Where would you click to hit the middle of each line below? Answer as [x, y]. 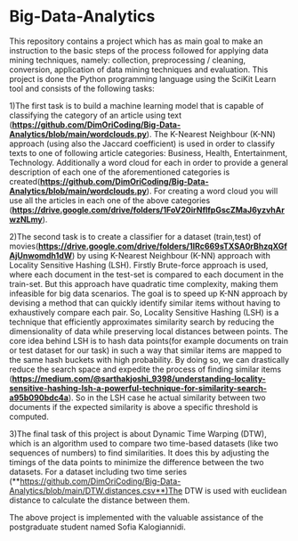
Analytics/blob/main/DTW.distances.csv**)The [96, 490]
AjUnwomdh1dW [41, 255]
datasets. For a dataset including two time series [98, 471]
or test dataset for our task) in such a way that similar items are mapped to [145, 350]
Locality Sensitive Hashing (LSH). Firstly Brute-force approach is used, [139, 265]
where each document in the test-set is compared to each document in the [147, 275]
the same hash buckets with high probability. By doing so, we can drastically [149, 359]
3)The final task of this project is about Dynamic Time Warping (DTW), [138, 433]
